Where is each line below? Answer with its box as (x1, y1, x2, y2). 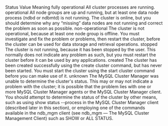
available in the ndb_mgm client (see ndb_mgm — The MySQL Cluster (5, 110, 149, 116)
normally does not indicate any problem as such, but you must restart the (5, 52, 156, 58)
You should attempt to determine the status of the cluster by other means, (5, 94, 157, 100)
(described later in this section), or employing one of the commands (5, 105, 145, 111)
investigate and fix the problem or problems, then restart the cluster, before (5, 36, 160, 42)
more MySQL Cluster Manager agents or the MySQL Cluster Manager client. (5, 89, 162, 95)
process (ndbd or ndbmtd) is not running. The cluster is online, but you (5, 15, 151, 20)
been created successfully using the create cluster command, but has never (5, 62, 162, 68)
